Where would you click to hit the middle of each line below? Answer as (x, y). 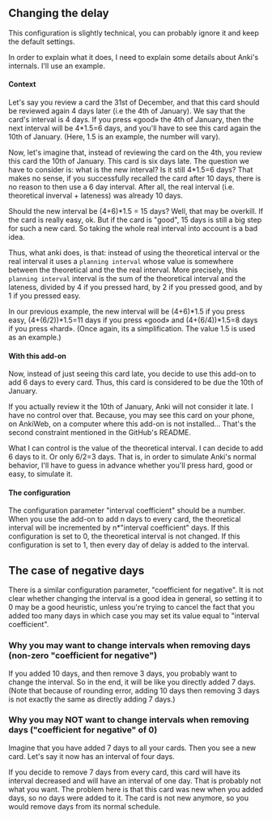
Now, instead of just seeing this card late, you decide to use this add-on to (132, 374)
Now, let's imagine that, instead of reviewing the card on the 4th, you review (135, 152)
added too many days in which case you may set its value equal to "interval (134, 616)
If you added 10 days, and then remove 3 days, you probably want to (123, 673)
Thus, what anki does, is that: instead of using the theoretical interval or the (134, 253)
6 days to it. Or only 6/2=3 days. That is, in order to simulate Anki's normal (132, 457)
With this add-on (37, 356)
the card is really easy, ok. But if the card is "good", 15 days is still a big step (135, 220)
